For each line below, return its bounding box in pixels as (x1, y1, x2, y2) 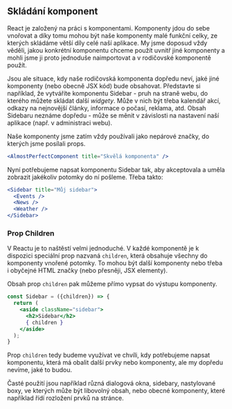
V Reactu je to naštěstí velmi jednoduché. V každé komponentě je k (7, 244, 199, 253)
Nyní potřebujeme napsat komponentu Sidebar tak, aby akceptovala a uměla (7, 165, 225, 174)
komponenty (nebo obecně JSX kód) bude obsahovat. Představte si (7, 81, 201, 90)
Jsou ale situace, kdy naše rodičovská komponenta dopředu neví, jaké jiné (7, 74, 220, 83)
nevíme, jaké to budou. (7, 366, 73, 374)
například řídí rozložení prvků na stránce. (7, 394, 125, 402)
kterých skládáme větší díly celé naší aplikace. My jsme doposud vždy (7, 38, 208, 47)
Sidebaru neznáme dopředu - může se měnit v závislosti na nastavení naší (7, 111, 220, 119)
